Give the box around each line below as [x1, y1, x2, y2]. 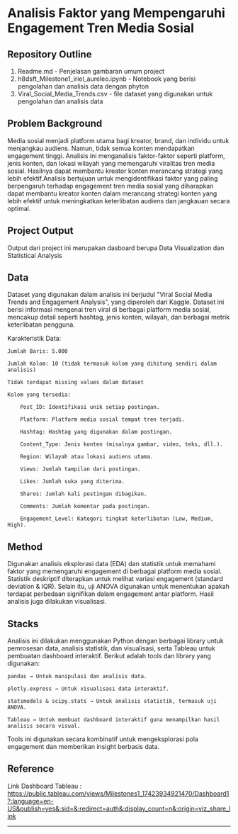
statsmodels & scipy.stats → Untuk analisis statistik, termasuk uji [7, 698, 217, 705]
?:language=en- [7, 796, 55, 805]
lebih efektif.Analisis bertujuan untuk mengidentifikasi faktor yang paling [7, 174, 218, 182]
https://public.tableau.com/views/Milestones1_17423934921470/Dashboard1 [7, 789, 229, 798]
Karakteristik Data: [7, 334, 62, 343]
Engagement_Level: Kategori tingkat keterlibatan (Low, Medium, [20, 515, 214, 522]
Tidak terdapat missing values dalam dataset [7, 379, 144, 386]
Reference [7, 763, 55, 775]
